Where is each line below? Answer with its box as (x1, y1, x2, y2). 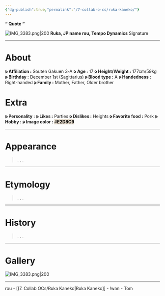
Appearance (5, 141, 57, 152)
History (5, 217, 36, 228)
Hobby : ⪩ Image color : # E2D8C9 (5, 118, 75, 124)
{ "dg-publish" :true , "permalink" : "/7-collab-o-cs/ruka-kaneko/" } (5, 7, 139, 12)
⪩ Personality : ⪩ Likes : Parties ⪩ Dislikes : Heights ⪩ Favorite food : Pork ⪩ (5, 113, 158, 119)
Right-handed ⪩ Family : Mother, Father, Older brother (5, 79, 114, 85)
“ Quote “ (5, 21, 25, 27)
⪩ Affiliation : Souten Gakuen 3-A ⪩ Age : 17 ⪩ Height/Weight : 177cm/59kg (5, 68, 157, 74)
